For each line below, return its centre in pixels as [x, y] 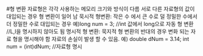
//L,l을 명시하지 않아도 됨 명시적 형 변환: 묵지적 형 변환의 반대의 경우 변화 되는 [98, 31]
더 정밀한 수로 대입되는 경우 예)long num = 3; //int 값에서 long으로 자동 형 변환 [100, 24]
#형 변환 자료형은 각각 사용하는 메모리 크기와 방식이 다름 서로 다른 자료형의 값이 [101, 9]
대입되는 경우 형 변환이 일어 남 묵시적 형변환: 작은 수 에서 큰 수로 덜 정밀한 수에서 [102, 16]
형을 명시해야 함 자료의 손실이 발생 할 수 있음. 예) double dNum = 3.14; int [101, 39]
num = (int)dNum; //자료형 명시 [44, 46]
